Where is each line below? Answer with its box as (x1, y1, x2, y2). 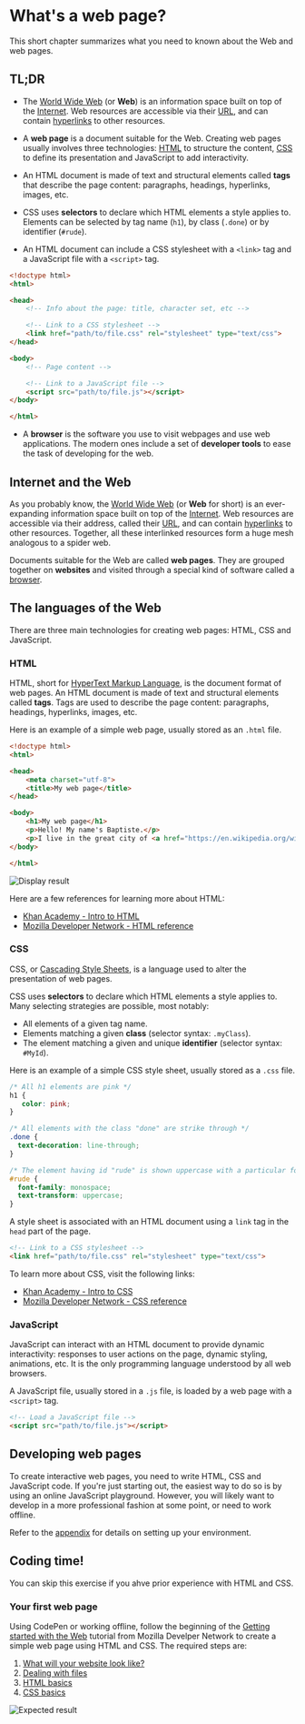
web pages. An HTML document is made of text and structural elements (9, 688, 280, 699)
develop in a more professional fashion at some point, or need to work (9, 1499, 272, 1510)
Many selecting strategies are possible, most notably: (9, 1000, 210, 1011)
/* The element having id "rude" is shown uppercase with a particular (9, 1165, 286, 1175)
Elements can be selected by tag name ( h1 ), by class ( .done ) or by (22, 216, 270, 227)
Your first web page (9, 1600, 98, 1613)
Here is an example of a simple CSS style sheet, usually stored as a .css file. (9, 1064, 296, 1075)
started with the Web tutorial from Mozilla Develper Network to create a (9, 1630, 277, 1641)
